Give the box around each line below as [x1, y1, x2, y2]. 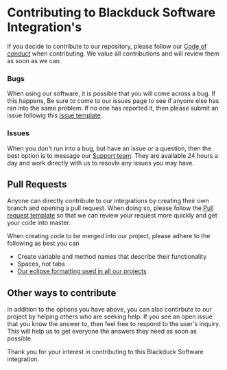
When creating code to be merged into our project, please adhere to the [7, 232, 211, 240]
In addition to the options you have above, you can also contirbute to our [7, 305, 213, 314]
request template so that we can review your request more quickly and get [7, 211, 217, 220]
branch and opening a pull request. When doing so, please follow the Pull [7, 204, 214, 212]
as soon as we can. [7, 56, 62, 65]
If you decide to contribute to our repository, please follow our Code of [7, 42, 207, 50]
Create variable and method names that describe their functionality [16, 253, 207, 261]
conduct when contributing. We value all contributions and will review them [7, 49, 219, 58]
